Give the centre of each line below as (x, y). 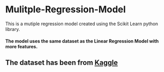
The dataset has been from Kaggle (61, 62)
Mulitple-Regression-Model (66, 10)
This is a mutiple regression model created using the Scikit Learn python (82, 24)
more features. (22, 46)
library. (13, 29)
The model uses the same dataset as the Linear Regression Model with (82, 41)
